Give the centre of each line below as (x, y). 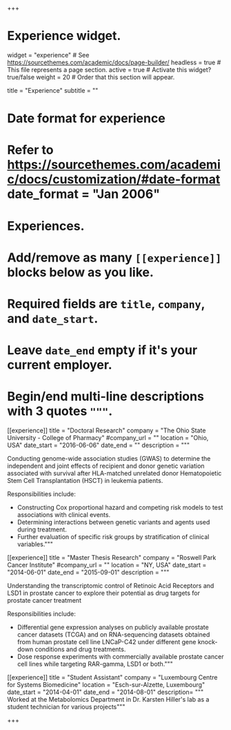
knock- (208, 642)
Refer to (30, 150)
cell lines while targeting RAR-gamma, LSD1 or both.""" (95, 664)
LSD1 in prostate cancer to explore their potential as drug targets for (104, 593)
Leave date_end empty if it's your (102, 350)
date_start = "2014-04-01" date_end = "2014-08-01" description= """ (106, 692)
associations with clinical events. (64, 515)
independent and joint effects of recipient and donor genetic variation (106, 466)
